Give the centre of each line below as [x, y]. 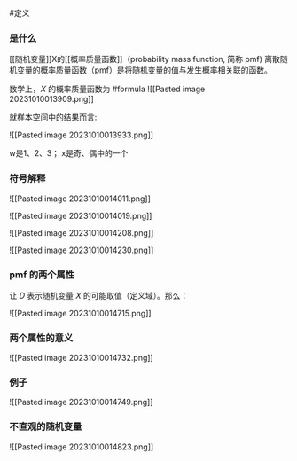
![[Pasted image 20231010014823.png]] [82, 447]
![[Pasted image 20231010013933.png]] [81, 135]
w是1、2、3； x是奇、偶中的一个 [69, 153]
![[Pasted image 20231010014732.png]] [81, 358]
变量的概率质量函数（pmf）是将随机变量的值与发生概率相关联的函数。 [145, 70]
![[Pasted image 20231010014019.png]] [81, 215]
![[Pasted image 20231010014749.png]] [81, 402]
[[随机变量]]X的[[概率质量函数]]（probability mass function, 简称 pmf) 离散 [145, 59]
